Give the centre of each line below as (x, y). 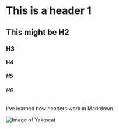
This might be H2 (38, 32)
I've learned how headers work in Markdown (60, 108)
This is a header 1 (49, 11)
